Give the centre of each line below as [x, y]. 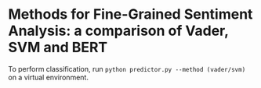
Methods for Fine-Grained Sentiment [130, 14]
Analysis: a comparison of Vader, [118, 31]
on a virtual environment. [48, 77]
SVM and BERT [58, 48]
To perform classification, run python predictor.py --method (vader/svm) [127, 69]
